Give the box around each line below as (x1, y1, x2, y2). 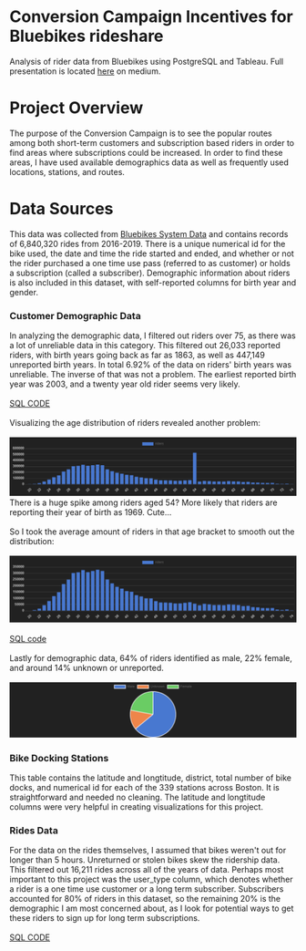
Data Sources (9, 199, 114, 220)
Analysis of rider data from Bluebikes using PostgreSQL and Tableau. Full (9, 56, 284, 67)
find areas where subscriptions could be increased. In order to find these (9, 147, 283, 158)
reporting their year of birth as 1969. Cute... (9, 506, 172, 517)
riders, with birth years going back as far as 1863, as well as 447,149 (9, 349, 266, 361)
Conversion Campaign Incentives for (9, 6, 293, 27)
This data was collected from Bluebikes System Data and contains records (9, 228, 289, 239)
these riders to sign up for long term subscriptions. (9, 913, 200, 924)
